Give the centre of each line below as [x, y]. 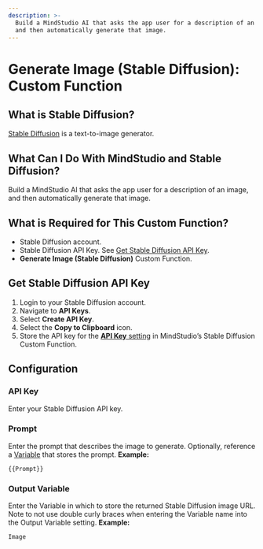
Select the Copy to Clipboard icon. [76, 327]
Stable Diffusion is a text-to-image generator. [81, 134]
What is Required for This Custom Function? [119, 223]
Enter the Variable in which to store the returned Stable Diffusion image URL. [132, 506]
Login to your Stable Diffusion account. [83, 302]
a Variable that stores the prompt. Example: [79, 454]
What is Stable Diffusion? [71, 115]
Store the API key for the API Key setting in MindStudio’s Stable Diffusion [137, 336]
